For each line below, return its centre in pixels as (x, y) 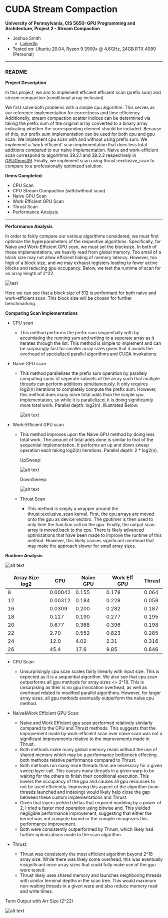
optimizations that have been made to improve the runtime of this (94, 535)
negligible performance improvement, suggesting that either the (86, 813)
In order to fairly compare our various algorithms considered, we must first (82, 236)
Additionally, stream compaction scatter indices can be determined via (78, 118)
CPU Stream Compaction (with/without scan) (59, 191)
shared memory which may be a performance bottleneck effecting (88, 755)
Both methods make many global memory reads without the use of (88, 750)
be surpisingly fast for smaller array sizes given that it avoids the (86, 349)
